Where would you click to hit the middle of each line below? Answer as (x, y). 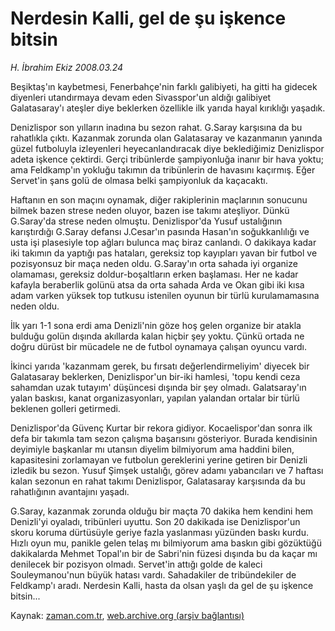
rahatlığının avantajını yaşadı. (70, 491)
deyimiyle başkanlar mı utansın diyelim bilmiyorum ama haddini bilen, (152, 449)
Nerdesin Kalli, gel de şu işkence (148, 18)
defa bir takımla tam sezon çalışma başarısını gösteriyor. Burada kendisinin (164, 438)
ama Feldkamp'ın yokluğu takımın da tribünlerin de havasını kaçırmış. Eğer (163, 169)
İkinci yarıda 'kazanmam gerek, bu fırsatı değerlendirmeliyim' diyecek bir (160, 366)
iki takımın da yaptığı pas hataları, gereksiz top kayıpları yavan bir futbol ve (164, 253)
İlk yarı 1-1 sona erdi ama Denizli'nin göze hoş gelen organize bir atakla (156, 325)
